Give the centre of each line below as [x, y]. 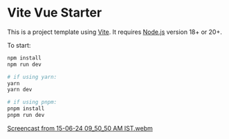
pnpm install [26, 109]
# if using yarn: [32, 77]
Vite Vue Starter [55, 13]
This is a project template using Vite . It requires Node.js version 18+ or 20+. [115, 32]
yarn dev [20, 90]
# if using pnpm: [32, 102]
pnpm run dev [26, 115]
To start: [19, 45]
